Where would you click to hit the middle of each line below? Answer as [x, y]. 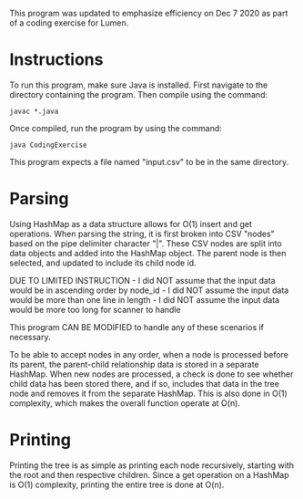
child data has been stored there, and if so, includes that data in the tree [145, 383]
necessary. [30, 337]
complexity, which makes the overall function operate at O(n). [125, 403]
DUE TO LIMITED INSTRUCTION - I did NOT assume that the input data [142, 280]
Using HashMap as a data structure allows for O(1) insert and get [131, 224]
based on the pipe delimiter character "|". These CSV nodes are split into [146, 243]
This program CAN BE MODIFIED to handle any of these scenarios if [137, 327]
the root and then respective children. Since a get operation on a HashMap [149, 474]
